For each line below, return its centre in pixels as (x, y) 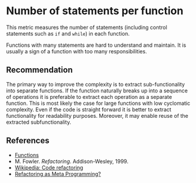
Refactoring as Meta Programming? (58, 174)
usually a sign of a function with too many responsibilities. (77, 51)
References (28, 141)
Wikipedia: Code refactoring (49, 168)
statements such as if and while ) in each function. (68, 33)
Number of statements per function (95, 11)
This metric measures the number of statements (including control (86, 27)
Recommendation (39, 70)
